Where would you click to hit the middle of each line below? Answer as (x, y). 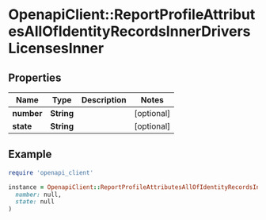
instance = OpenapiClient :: (55, 187)
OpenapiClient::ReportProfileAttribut (132, 15)
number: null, (38, 195)
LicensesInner (56, 48)
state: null (35, 202)
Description (104, 100)
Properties (35, 77)
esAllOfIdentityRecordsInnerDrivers (129, 31)
